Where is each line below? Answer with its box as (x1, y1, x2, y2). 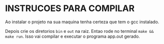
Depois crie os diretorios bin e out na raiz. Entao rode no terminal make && (5, 28, 154, 34)
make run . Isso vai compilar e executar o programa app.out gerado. (5, 33, 140, 39)
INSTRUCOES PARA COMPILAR (5, 3, 135, 14)
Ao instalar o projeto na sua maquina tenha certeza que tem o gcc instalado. (5, 19, 160, 25)
